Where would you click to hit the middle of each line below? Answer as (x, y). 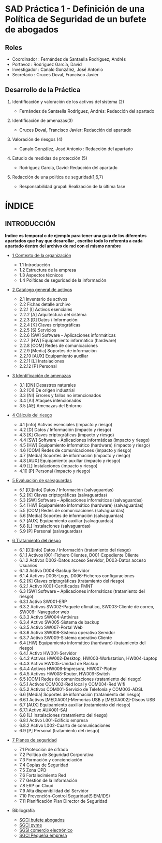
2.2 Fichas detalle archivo (45, 304)
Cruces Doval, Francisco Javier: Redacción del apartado (75, 130)
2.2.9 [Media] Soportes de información (58, 350)
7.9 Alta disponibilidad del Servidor (54, 791)
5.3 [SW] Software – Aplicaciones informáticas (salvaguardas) (81, 500)
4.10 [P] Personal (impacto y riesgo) (55, 471)
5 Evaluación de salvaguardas (42, 480)
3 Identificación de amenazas (41, 376)
